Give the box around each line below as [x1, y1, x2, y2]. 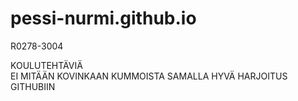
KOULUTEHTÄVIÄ [10, 59, 83, 71]
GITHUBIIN [10, 80, 56, 92]
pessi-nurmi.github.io [10, 7, 197, 30]
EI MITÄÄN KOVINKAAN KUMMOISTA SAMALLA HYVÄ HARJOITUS [10, 70, 288, 82]
